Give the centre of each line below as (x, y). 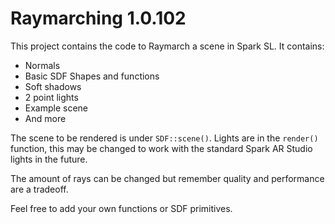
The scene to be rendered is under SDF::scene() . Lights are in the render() (164, 138)
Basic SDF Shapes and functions (92, 76)
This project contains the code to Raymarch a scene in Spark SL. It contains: (167, 46)
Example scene (56, 108)
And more (45, 118)
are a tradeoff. (39, 189)
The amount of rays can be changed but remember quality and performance (167, 178)
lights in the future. (49, 159)
